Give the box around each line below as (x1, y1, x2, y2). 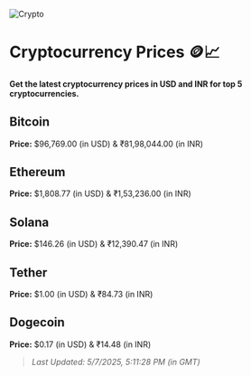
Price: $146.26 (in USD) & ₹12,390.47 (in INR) (9, 239, 179, 249)
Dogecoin (9, 315, 65, 330)
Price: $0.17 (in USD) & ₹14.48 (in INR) (9, 339, 152, 350)
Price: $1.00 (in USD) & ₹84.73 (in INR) (9, 289, 153, 300)
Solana (9, 214, 50, 230)
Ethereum (9, 164, 66, 180)
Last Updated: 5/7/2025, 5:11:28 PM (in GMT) (31, 356, 200, 367)
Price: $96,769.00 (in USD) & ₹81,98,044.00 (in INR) (9, 138, 204, 149)
